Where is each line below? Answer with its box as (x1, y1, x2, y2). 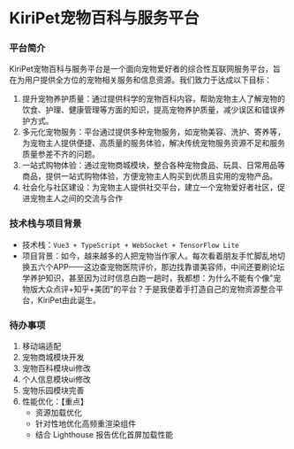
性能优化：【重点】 (21, 396, 88, 407)
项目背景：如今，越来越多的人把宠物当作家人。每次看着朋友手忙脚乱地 (21, 250, 278, 261)
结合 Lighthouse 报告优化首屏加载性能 (34, 430, 174, 440)
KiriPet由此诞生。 (37, 294, 102, 306)
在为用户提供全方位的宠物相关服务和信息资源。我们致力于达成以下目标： (9, 74, 272, 85)
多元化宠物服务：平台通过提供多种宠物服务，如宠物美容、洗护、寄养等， (21, 127, 285, 137)
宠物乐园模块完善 (21, 385, 85, 396)
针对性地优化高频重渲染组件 (34, 418, 137, 430)
